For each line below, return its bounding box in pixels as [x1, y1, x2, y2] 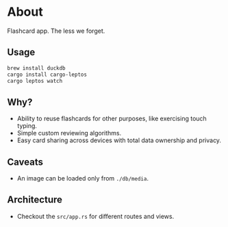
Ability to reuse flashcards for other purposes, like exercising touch [16, 114, 207, 123]
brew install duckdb [7, 64, 66, 72]
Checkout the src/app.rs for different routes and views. [16, 212, 175, 220]
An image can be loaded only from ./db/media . [16, 174, 149, 182]
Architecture [7, 194, 63, 206]
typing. [16, 122, 38, 130]
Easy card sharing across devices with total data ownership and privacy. [16, 136, 221, 144]
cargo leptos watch [7, 77, 63, 84]
